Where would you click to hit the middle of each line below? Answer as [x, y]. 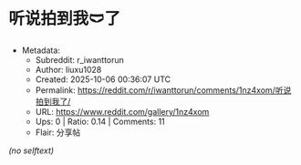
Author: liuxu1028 [68, 69]
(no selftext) [31, 150]
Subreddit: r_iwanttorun [80, 59]
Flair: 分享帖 [58, 132]
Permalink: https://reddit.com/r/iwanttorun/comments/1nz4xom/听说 [163, 90]
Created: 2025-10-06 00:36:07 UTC [103, 79]
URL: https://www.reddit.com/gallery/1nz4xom [122, 111]
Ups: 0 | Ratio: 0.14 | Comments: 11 [100, 121]
